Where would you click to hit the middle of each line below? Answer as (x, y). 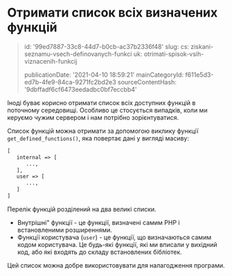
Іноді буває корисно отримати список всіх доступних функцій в (101, 102)
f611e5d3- (199, 75)
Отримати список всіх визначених (113, 13)
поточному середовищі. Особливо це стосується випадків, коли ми (107, 110)
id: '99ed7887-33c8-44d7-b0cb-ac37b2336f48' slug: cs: (106, 46)
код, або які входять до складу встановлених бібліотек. (99, 252)
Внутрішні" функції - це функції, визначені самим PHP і (98, 222)
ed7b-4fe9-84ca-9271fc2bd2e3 (70, 82)
